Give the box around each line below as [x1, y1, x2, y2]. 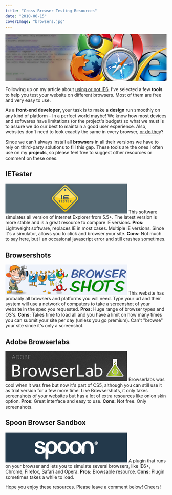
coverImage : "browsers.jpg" [5, 19, 66, 24]
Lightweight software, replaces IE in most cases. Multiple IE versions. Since [5, 225, 164, 231]
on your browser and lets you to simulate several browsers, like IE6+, [5, 463, 151, 469]
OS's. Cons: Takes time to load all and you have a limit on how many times [5, 312, 162, 318]
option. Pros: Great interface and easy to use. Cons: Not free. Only [5, 398, 147, 404]
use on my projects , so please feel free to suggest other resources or [5, 149, 153, 155]
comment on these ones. [5, 155, 58, 161]
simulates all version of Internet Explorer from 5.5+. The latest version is [5, 214, 157, 220]
